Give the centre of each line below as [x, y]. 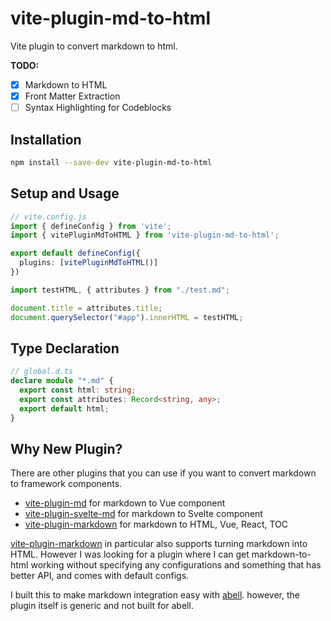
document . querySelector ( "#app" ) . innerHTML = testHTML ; [127, 317]
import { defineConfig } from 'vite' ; [91, 226]
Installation [46, 139]
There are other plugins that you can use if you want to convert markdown [163, 473]
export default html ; [64, 408]
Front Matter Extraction [72, 96]
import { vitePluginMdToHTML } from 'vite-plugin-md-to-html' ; [145, 235]
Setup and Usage [65, 193]
